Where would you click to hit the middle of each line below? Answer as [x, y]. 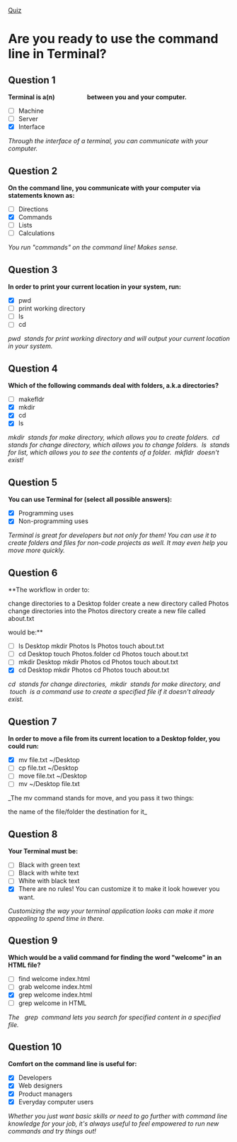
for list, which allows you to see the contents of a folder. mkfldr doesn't [114, 452]
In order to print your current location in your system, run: [94, 287]
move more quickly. [37, 550]
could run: [24, 746]
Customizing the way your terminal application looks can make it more [111, 911]
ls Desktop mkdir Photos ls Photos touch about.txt [91, 646]
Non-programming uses [53, 521]
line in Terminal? [57, 54]
